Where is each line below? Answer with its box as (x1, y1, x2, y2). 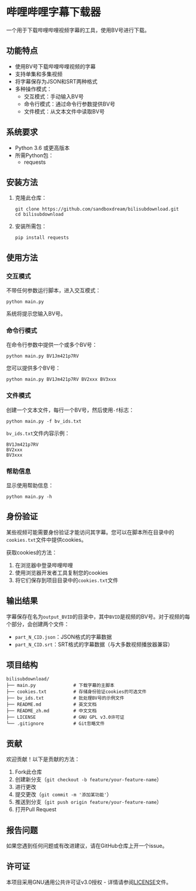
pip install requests (14, 235, 69, 241)
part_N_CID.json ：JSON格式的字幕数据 (14, 633, 112, 640)
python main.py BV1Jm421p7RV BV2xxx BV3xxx (6, 376, 117, 383)
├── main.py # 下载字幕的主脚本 (6, 682, 115, 689)
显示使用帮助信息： (6, 481, 54, 489)
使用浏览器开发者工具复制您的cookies (14, 569, 108, 576)
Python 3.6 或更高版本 (14, 144, 70, 151)
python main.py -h (6, 493, 52, 500)
